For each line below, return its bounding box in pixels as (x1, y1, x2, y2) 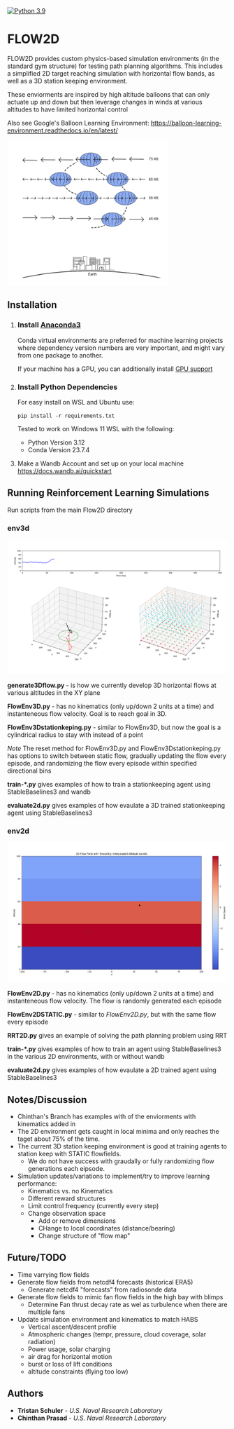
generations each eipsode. (27, 1165, 105, 1172)
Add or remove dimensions (38, 1217, 117, 1225)
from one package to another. (17, 351, 103, 359)
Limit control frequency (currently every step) (27, 1202, 159, 1210)
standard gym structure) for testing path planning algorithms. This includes (7, 62, 224, 70)
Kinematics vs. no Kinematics (27, 1187, 113, 1195)
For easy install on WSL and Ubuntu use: (17, 398, 135, 406)
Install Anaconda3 (17, 320, 82, 330)
